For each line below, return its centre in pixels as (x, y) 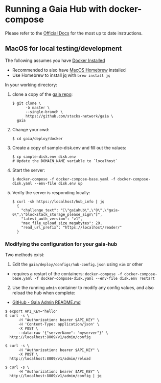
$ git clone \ (26, 103)
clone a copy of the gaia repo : (42, 94)
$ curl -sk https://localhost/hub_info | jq (58, 202)
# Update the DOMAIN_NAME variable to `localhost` (65, 161)
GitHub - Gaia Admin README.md (46, 302)
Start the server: (29, 170)
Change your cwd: (31, 129)
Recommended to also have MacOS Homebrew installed (69, 70)
